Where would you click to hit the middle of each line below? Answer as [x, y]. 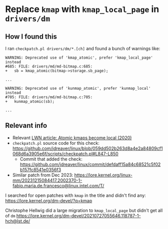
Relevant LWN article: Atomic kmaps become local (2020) [72, 138]
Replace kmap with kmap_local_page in [82, 9]
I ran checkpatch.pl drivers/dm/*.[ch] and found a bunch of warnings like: [83, 48]
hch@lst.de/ [18, 221]
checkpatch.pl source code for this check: [56, 143]
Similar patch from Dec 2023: [43, 175]
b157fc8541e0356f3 [40, 169]
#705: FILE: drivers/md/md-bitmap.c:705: [49, 97]
